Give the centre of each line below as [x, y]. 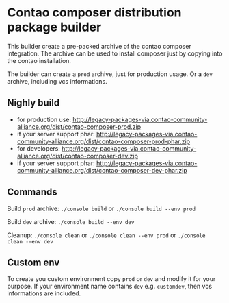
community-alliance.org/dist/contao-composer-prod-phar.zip [103, 141]
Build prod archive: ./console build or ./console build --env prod [102, 208]
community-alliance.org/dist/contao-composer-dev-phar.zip [102, 170]
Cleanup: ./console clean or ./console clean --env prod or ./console [106, 235]
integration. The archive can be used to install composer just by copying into [115, 53]
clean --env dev [30, 241]
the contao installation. [39, 60]
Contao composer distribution [94, 13]
